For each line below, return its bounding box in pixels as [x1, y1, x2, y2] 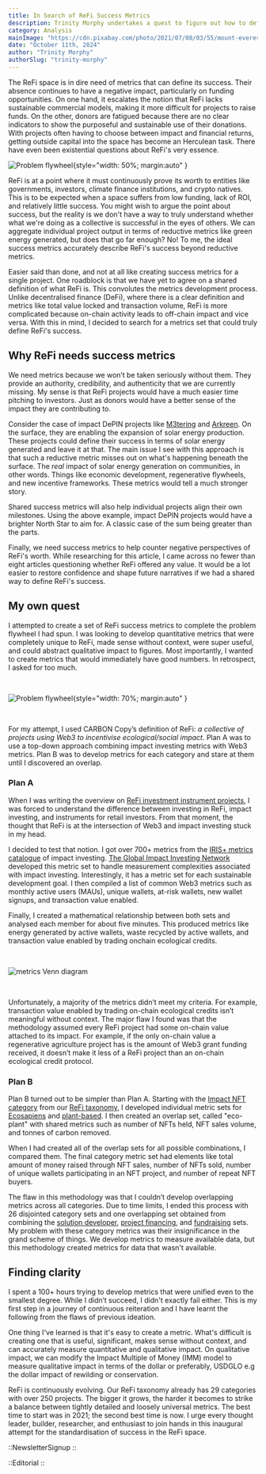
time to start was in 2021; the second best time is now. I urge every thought [8, 1410, 253, 1420]
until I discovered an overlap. [8, 758, 103, 767]
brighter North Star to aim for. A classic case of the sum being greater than [8, 519, 253, 528]
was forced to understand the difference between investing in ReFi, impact [8, 804, 252, 813]
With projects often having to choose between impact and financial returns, [8, 128, 254, 137]
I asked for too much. [8, 662, 78, 672]
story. [8, 486, 28, 496]
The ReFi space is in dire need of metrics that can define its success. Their [8, 77, 253, 87]
